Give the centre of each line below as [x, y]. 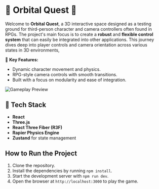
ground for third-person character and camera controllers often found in [79, 29]
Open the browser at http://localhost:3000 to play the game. [75, 181]
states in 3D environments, [32, 50]
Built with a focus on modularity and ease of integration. [69, 80]
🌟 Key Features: [22, 59]
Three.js [21, 122]
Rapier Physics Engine [36, 133]
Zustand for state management [44, 138]
